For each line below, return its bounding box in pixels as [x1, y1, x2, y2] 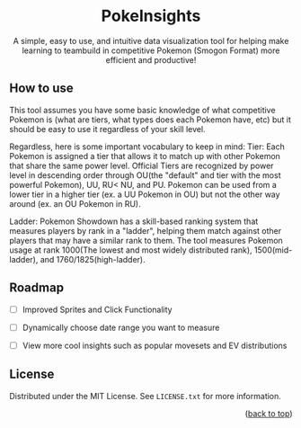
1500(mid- [254, 245, 293, 255]
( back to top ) [244, 407, 293, 419]
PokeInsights [101, 6, 201, 26]
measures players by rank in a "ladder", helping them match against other [9, 225, 281, 236]
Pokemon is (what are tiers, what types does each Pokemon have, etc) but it [9, 114, 292, 125]
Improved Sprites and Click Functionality [22, 304, 173, 315]
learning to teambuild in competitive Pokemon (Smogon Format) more [22, 45, 280, 56]
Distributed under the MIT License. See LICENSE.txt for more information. [9, 390, 281, 401]
